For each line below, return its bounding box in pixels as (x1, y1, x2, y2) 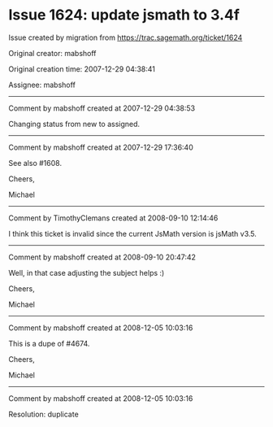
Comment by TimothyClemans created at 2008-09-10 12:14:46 (8, 213, 219, 223)
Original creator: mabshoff (8, 48, 97, 58)
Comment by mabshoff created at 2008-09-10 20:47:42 (8, 252, 197, 262)
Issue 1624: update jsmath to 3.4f (8, 6, 240, 24)
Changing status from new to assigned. (8, 119, 141, 129)
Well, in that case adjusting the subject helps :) (8, 268, 165, 277)
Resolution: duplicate (8, 409, 79, 419)
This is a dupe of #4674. (8, 338, 90, 348)
